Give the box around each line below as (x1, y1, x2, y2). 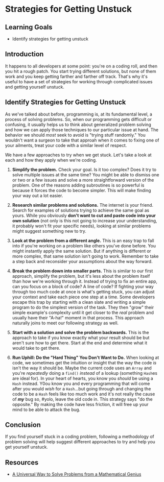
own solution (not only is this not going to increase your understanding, (12, 217, 158, 223)
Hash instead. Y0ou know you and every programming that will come (12, 381, 150, 386)
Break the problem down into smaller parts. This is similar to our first (12, 268, 153, 274)
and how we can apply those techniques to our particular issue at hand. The (5, 126, 159, 133)
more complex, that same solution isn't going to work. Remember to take (12, 253, 159, 259)
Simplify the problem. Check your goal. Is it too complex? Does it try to (12, 167, 157, 172)
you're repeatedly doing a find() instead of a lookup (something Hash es (12, 370, 158, 376)
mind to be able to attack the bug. (12, 407, 81, 412)
